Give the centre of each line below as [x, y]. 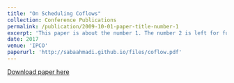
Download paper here [38, 72]
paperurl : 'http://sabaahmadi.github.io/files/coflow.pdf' [95, 53]
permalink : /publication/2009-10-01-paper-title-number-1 [93, 26]
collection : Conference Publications [62, 20]
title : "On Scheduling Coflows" [54, 13]
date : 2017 [23, 39]
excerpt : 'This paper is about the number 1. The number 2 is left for [113, 33]
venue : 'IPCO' [28, 46]
